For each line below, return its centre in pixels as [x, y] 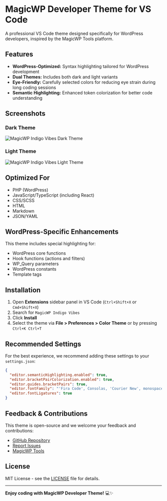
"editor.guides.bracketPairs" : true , [49, 384]
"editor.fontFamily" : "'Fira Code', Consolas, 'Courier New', [75, 389]
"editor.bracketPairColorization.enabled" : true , [62, 379]
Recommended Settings [43, 344]
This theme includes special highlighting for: [50, 244]
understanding [27, 98]
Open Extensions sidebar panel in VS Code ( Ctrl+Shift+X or [74, 302]
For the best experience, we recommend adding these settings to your [77, 356]
